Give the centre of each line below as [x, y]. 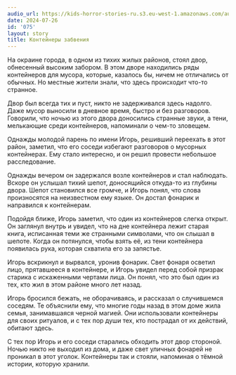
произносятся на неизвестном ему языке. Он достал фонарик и [103, 198]
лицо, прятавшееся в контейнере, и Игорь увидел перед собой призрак [115, 270]
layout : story [28, 33]
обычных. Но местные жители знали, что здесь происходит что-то [108, 82]
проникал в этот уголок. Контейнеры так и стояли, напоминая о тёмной [115, 357]
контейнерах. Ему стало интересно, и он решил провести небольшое [112, 154]
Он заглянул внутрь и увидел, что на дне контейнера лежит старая [108, 226]
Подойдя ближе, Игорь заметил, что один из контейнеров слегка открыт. [118, 219]
